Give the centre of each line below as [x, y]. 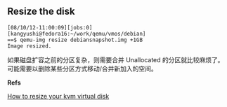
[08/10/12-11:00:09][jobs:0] [50, 27]
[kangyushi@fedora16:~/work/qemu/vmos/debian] [77, 34]
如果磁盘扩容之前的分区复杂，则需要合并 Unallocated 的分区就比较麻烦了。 [116, 59]
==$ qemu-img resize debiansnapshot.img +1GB [75, 40]
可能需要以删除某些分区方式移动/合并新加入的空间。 [83, 69]
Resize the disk [41, 12]
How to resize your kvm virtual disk [58, 96]
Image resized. [30, 46]
